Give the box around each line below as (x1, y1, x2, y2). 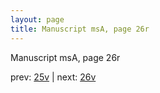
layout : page (10, 14, 65, 25)
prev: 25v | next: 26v (10, 71, 97, 83)
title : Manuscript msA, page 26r (10, 24, 150, 34)
